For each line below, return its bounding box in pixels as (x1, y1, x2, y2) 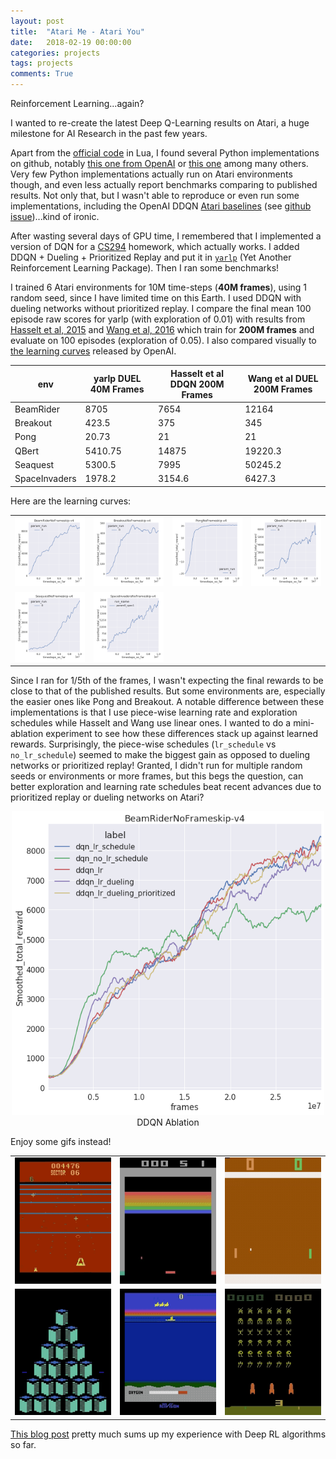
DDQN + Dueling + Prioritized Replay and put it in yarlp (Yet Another (10, 251, 292, 263)
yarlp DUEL (93, 373, 142, 384)
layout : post (10, 16, 65, 26)
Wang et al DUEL (247, 373, 319, 384)
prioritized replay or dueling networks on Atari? (10, 791, 205, 803)
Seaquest (14, 458, 55, 470)
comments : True (10, 69, 74, 79)
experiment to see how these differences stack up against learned (45, 728, 318, 739)
